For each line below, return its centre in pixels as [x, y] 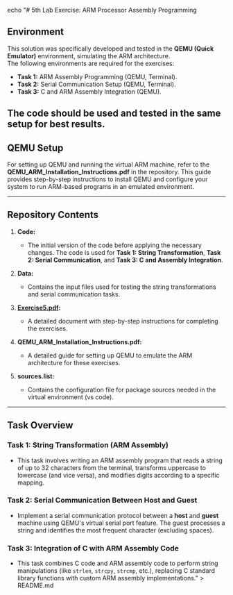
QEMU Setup [35, 148]
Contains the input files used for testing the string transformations [122, 287]
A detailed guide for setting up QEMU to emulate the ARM [110, 355]
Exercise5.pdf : [39, 308]
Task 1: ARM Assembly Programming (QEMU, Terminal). [97, 76]
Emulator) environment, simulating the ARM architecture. [89, 56]
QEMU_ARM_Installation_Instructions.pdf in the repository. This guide [109, 172]
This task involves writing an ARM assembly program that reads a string [120, 460]
